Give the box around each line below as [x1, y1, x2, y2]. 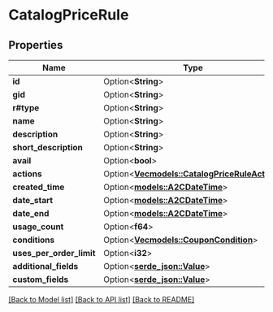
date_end [12, 208, 50, 219]
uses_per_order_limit [12, 248, 96, 258]
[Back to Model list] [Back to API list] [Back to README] [8, 295, 195, 304]
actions [12, 168, 42, 180]
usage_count [12, 221, 64, 232]
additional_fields [12, 261, 79, 271]
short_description [12, 142, 84, 153]
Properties [8, 38, 63, 52]
